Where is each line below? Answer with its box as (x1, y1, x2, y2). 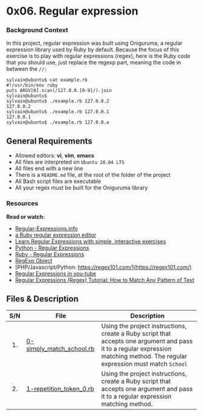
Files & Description (6, 294, 79, 304)
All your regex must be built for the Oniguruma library (14, 184, 148, 191)
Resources (6, 199, 39, 208)
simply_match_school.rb (26, 345, 95, 353)
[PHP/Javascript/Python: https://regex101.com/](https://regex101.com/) (14, 263, 192, 271)
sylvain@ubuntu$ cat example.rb (6, 77, 88, 83)
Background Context (6, 26, 68, 35)
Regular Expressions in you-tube (14, 269, 97, 277)
